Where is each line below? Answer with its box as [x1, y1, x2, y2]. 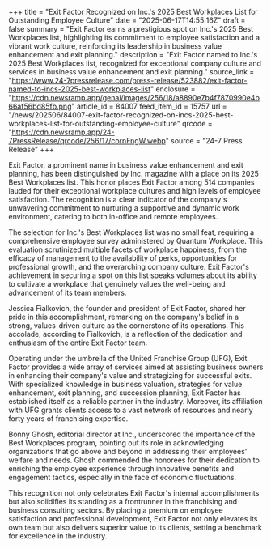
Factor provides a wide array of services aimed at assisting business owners [8, 362, 264, 372]
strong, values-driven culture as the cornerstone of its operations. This [8, 321, 245, 330]
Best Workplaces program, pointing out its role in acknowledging [8, 438, 224, 448]
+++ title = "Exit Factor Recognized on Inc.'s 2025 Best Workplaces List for [8, 7, 259, 16]
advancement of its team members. [8, 287, 127, 297]
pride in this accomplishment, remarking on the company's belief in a [8, 312, 239, 321]
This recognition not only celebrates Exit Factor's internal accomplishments [8, 488, 260, 497]
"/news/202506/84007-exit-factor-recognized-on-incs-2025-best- [8, 110, 234, 120]
